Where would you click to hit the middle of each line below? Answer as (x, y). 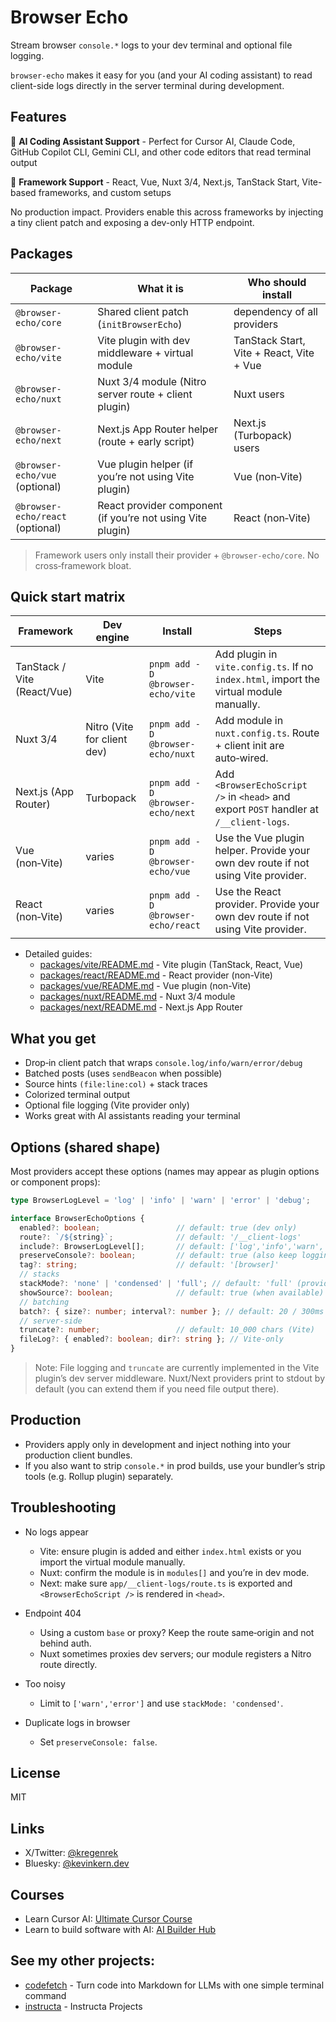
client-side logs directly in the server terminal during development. (147, 85)
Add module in (249, 721)
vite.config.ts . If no (264, 667)
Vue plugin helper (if (145, 464)
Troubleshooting (63, 1507)
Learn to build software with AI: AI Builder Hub (120, 1930)
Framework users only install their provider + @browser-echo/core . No (177, 555)
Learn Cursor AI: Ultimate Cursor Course (108, 1919)
